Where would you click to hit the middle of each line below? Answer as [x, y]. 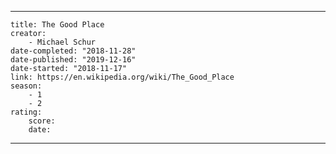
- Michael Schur [62, 42]
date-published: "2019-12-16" [73, 60]
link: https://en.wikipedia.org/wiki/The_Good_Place [122, 77]
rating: [26, 112]
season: [26, 86]
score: [42, 121]
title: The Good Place [57, 25]
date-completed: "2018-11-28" [73, 51]
